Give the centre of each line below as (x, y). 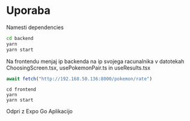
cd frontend (21, 90)
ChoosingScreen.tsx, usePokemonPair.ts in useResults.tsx (78, 68)
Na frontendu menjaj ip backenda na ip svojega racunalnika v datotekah (95, 61)
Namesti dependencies (35, 27)
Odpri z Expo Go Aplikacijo (40, 111)
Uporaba (28, 11)
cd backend (20, 38)
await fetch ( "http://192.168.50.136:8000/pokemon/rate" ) (79, 79)
